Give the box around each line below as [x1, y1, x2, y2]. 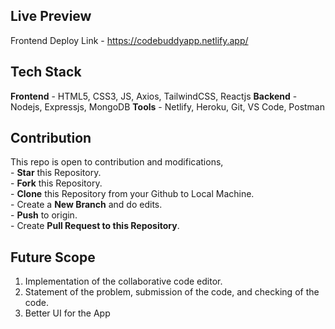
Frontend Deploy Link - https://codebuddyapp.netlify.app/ [10, 34, 249, 46]
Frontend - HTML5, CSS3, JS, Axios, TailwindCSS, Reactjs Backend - [10, 90, 298, 102]
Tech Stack [10, 64, 82, 81]
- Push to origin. [10, 209, 78, 221]
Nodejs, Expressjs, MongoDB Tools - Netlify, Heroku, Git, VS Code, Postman [10, 100, 326, 113]
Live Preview [10, 8, 92, 25]
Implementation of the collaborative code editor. [24, 275, 223, 288]
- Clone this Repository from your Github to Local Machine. [10, 188, 255, 200]
